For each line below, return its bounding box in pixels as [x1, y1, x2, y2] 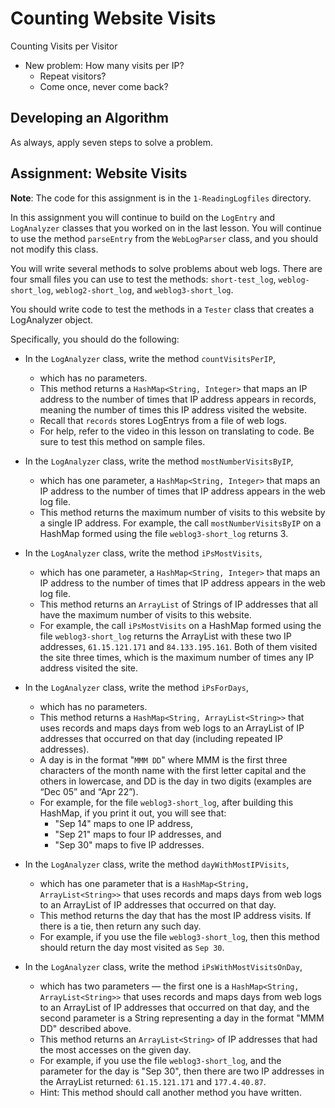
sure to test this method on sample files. [39, 435, 206, 447]
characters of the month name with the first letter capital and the [39, 764, 307, 776]
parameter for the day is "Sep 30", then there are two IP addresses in [39, 1065, 325, 1077]
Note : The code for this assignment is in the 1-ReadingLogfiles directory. [10, 192, 312, 204]
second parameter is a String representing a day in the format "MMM [39, 1012, 325, 1024]
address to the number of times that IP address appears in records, [39, 393, 317, 405]
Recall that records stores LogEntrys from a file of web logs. [39, 414, 288, 426]
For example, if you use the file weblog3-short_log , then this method [39, 930, 320, 942]
